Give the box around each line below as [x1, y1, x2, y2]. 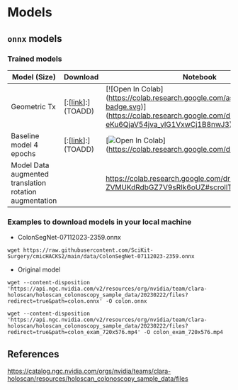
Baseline [11, 130, 40, 140]
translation [11, 178, 47, 188]
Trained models [7, 54, 62, 64]
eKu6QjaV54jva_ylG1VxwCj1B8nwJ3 [105, 119, 230, 129]
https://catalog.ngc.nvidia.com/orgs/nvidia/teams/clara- [7, 367, 171, 375]
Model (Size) [11, 72, 57, 82]
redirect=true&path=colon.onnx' [7, 298, 103, 305]
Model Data [11, 160, 50, 170]
